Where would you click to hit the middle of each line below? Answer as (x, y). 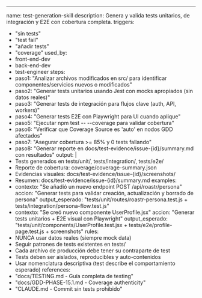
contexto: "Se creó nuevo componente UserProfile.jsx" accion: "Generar (105, 212)
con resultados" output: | (46, 155)
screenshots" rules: (75, 231)
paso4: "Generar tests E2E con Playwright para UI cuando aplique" (98, 117)
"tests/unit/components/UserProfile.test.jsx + (71, 225)
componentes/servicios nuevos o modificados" (73, 84)
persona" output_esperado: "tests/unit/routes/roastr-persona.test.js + (101, 199)
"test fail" (26, 40)
